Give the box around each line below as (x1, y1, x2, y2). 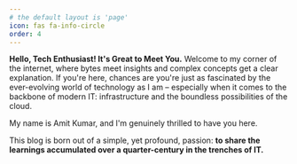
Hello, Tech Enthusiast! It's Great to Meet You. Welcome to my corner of (9, 54, 277, 65)
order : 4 (9, 29, 42, 38)
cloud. (9, 101, 33, 112)
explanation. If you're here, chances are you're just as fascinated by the (9, 73, 271, 83)
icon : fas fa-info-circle (9, 21, 105, 30)
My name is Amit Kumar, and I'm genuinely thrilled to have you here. (9, 118, 258, 129)
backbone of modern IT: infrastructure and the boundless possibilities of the (9, 91, 288, 102)
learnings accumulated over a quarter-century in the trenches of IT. (9, 144, 264, 155)
